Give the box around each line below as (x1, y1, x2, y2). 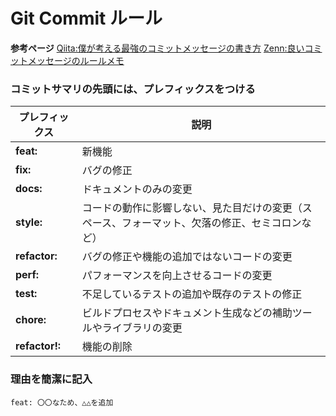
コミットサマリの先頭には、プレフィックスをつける (10, 82, 256, 96)
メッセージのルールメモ (27, 54, 125, 66)
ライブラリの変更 (101, 321, 183, 335)
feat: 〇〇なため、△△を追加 (10, 397, 114, 408)
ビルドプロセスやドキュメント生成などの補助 (81, 306, 293, 320)
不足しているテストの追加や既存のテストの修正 (81, 287, 303, 301)
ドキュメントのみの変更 (81, 182, 193, 196)
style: (15, 215, 43, 229)
